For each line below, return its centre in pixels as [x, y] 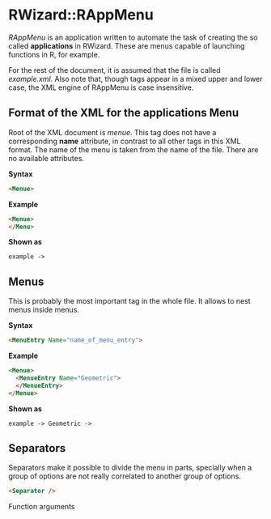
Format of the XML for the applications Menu [124, 113]
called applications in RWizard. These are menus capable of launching [127, 45]
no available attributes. [47, 158]
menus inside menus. [44, 310]
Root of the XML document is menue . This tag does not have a [112, 132]
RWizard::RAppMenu [81, 15]
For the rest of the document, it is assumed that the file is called [114, 70]
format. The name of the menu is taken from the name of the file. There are [133, 149]
